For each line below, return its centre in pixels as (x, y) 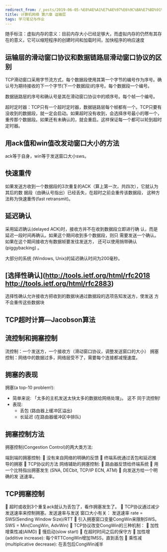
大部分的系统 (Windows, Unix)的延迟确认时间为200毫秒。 (64, 258)
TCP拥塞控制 (25, 494)
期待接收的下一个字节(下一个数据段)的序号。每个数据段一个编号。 (85, 86)
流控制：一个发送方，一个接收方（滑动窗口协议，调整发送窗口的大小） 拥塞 (82, 351)
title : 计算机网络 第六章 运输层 (36, 14)
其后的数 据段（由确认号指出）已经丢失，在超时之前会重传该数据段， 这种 (80, 192)
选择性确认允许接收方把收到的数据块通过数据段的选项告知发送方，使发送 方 (82, 296)
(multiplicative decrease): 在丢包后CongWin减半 (54, 544)
